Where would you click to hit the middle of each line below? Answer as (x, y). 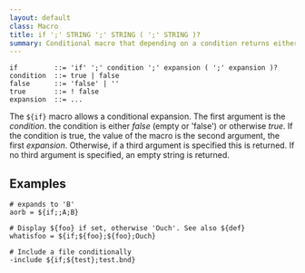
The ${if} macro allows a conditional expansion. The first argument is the (148, 117)
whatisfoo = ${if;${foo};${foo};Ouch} (83, 237)
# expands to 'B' (42, 205)
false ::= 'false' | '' (64, 84)
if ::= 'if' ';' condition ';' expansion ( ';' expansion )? (144, 68)
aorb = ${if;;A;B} (44, 213)
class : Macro (34, 26)
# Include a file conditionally (70, 252)
